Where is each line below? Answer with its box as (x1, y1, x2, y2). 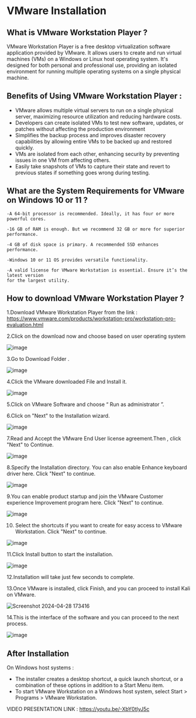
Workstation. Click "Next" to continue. (15, 528, 107, 535)
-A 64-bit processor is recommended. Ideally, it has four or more (6, 211, 175, 216)
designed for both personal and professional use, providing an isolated (6, 62, 177, 69)
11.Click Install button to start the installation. (6, 551, 114, 558)
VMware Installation (6, 4, 107, 18)
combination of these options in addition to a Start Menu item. (15, 682, 164, 689)
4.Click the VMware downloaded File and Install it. (6, 378, 128, 385)
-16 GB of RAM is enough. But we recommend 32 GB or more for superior (6, 226, 185, 232)
